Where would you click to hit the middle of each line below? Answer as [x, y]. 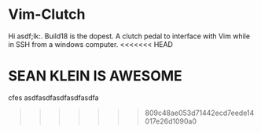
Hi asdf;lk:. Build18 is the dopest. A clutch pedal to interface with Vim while [129, 36]
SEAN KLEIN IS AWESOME [95, 76]
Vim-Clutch [47, 14]
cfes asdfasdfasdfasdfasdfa [54, 97]
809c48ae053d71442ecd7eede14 [200, 113]
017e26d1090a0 [171, 121]
